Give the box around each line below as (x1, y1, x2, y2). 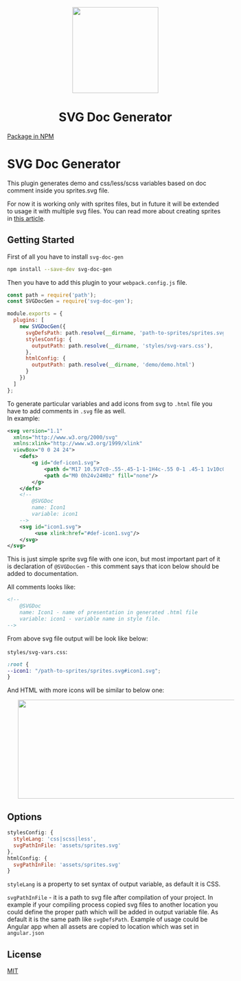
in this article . (7, 214, 46, 222)
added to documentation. (7, 570, 79, 578)
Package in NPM (7, 132, 54, 140)
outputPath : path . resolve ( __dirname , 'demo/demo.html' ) (32, 361, 195, 369)
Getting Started (7, 234, 75, 246)
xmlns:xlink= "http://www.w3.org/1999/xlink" (13, 440, 143, 447)
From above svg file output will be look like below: (7, 634, 148, 643)
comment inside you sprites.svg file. (7, 186, 110, 195)
